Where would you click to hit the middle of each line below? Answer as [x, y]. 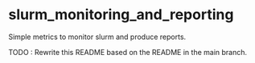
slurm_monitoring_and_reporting [121, 15]
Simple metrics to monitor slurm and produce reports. [97, 37]
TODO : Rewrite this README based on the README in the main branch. [128, 52]
